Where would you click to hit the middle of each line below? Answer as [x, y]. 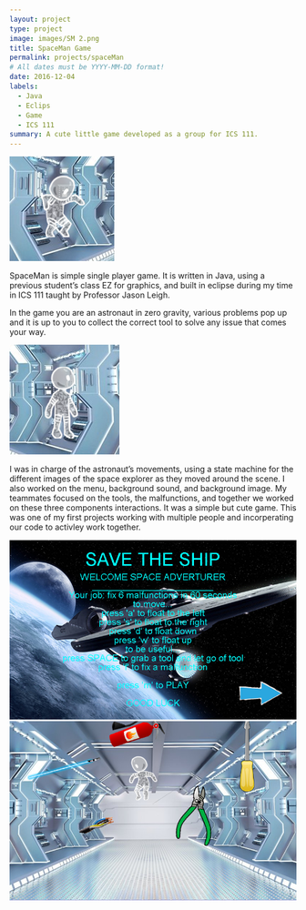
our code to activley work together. [75, 527]
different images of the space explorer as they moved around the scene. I [147, 479]
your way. [28, 332]
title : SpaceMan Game [51, 48]
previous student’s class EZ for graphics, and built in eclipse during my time [151, 286]
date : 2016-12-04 [42, 77]
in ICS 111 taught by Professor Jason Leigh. [90, 295]
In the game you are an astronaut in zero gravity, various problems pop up [148, 313]
